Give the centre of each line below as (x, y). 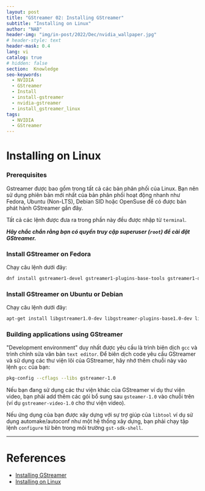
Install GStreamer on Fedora (49, 254)
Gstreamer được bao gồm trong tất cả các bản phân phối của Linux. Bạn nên (103, 188)
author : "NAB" (24, 29)
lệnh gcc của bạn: (28, 367)
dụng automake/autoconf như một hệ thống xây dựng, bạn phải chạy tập (98, 421)
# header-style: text (34, 40)
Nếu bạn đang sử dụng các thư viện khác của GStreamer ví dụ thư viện (95, 390)
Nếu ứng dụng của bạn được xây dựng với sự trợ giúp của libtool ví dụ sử (100, 415)
